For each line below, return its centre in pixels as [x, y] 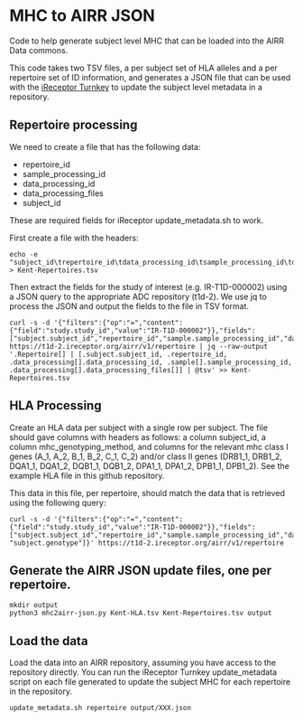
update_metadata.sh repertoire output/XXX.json [101, 708]
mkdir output [34, 605]
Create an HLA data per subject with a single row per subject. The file [139, 427]
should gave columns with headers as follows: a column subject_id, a [138, 437]
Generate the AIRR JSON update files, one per [141, 570]
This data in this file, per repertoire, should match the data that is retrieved [147, 492]
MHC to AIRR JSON [82, 16]
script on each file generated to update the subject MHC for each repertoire [150, 682]
